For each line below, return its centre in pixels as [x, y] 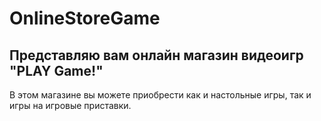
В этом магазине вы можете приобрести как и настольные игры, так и [160, 95]
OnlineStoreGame [85, 18]
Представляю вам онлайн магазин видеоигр [156, 55]
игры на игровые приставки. [70, 105]
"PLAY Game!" [56, 70]
